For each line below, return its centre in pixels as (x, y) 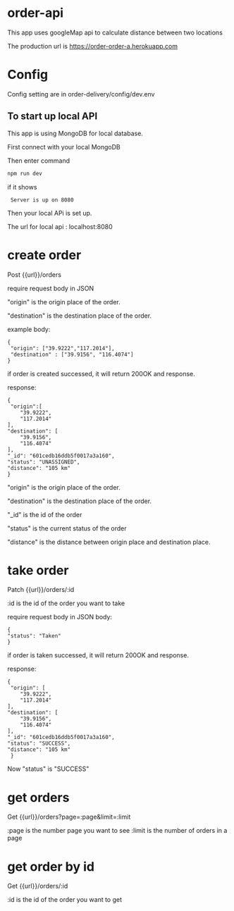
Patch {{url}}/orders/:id (41, 590)
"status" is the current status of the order (67, 528)
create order (44, 255)
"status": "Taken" (34, 636)
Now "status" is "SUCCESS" (48, 769)
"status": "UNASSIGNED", (44, 462)
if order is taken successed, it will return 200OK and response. (98, 655)
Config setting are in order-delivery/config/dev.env (81, 94)
